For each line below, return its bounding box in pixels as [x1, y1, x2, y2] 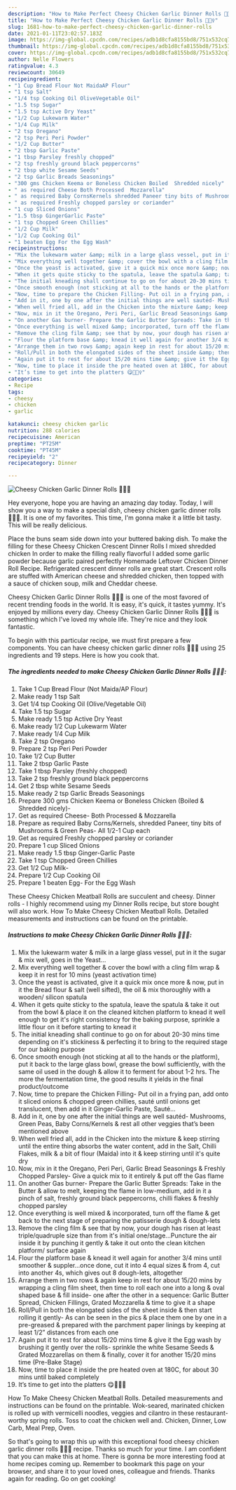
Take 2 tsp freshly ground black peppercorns [18, 774, 149, 783]
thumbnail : [8, 43, 40, 50]
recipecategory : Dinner [8, 460, 78, 467]
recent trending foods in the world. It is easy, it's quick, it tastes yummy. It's [8, 600, 226, 609]
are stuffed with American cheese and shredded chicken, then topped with [8, 572, 224, 581]
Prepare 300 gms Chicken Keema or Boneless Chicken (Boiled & [18, 797, 204, 805]
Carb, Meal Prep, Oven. [8, 1424, 76, 1433]
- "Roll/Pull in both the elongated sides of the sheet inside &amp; [8, 349, 216, 356]
